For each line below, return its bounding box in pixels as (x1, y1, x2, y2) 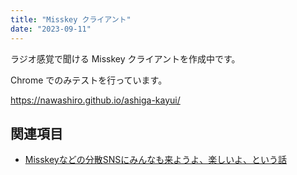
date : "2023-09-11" (10, 24, 92, 34)
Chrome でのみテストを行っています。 (10, 74, 168, 86)
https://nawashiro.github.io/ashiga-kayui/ (10, 94, 181, 106)
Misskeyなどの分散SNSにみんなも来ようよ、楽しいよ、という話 (24, 154, 287, 166)
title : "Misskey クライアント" (10, 14, 132, 25)
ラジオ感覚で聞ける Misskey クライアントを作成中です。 (10, 52, 241, 65)
